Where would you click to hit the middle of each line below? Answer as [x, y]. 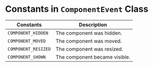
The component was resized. [89, 49]
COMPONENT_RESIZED [29, 49]
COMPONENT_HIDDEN [28, 33]
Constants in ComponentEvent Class [77, 9]
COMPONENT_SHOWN [27, 57]
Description [93, 25]
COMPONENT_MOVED [27, 41]
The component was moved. [89, 41]
